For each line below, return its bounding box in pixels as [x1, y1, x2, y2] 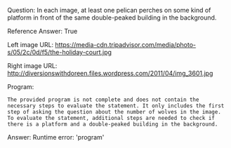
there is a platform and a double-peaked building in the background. [7, 121, 218, 128]
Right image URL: [7, 62, 58, 69]
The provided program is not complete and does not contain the [7, 96, 199, 103]
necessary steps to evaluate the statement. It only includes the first [7, 102, 225, 109]
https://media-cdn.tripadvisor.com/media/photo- [55, 41, 197, 48]
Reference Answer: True [7, 27, 78, 35]
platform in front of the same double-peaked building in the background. [7, 13, 217, 22]
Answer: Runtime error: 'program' [7, 133, 105, 141]
